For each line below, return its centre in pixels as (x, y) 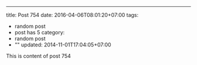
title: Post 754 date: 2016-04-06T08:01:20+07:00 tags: (72, 15)
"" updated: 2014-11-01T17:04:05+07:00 (63, 45)
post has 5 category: (40, 32)
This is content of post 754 (39, 56)
